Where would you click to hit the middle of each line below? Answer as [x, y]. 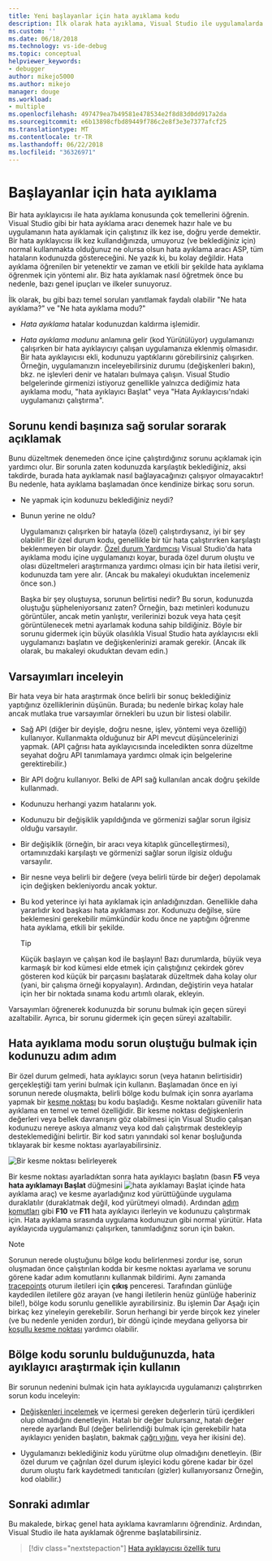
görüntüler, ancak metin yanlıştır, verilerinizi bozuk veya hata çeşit [130, 617]
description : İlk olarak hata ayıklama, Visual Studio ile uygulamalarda [136, 24]
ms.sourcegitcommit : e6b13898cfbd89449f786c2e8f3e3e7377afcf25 [118, 122]
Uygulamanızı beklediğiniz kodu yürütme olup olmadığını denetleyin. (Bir [141, 1453]
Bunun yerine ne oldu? [58, 516]
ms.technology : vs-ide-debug [58, 46]
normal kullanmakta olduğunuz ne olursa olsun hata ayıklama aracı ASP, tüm [136, 250]
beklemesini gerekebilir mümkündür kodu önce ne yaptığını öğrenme [135, 918]
